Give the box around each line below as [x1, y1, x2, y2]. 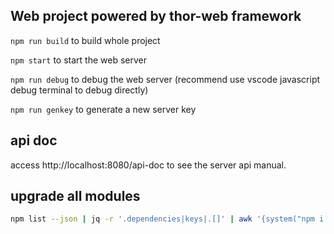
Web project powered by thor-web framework [10, 8, 302, 25]
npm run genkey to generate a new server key [10, 103, 197, 115]
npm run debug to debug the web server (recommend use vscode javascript [10, 73, 321, 85]
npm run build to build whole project [10, 34, 161, 46]
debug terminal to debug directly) [10, 84, 149, 96]
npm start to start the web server [10, 54, 147, 66]
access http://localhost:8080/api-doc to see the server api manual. [10, 159, 287, 171]
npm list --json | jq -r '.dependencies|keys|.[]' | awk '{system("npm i [10, 214, 325, 224]
